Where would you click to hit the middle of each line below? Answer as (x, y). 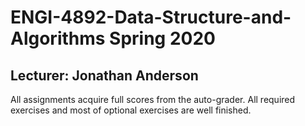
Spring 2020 (162, 38)
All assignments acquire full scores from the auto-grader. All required (153, 99)
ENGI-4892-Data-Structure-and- (151, 17)
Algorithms (58, 38)
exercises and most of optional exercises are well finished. (131, 110)
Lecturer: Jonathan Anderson (104, 75)
